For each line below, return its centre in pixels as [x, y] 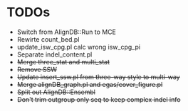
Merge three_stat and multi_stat [63, 62]
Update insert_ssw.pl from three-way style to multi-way [98, 77]
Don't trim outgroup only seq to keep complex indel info [99, 99]
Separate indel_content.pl [54, 54]
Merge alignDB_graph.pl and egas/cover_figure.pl [90, 84]
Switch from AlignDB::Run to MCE [67, 32]
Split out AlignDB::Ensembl [56, 92]
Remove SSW [37, 69]
